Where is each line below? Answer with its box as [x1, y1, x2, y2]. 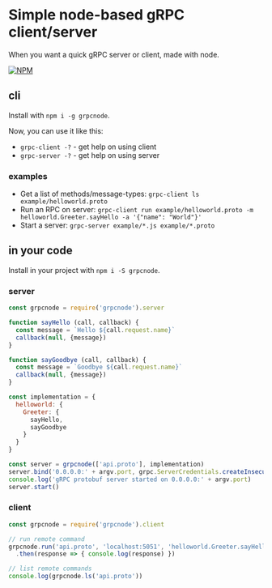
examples [8, 170, 48, 181]
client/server [8, 23, 98, 41]
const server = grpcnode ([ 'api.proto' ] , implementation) [8, 460, 205, 469]
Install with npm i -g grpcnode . [8, 110, 111, 120]
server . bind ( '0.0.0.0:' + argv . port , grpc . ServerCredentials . [8, 467, 223, 475]
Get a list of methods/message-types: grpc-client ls [19, 189, 200, 199]
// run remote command [8, 535, 85, 543]
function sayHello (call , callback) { [8, 318, 139, 327]
